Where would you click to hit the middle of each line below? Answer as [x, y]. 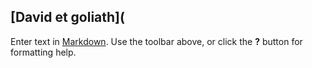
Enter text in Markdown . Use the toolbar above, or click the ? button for [156, 41]
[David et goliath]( [67, 17]
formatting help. [43, 52]
